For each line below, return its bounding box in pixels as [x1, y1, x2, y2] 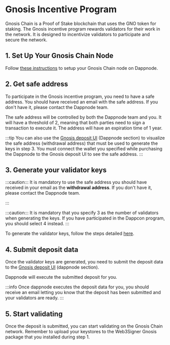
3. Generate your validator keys [5, 166, 107, 174]
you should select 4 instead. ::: [5, 221, 70, 227]
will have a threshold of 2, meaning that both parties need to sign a [5, 119, 145, 125]
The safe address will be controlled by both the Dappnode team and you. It [5, 114, 162, 120]
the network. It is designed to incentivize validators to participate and [5, 31, 150, 37]
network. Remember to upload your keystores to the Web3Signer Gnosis [5, 329, 157, 334]
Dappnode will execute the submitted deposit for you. [5, 274, 118, 280]
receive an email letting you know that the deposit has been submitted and [5, 289, 161, 296]
